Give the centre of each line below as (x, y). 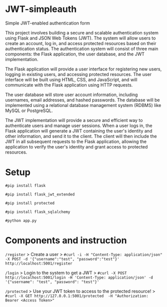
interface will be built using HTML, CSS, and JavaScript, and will (71, 79)
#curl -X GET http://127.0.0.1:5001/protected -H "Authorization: (77, 296)
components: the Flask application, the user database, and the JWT (75, 54)
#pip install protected (30, 203)
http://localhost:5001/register (39, 263)
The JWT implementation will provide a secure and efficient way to (74, 120)
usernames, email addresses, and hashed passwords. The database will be (82, 100)
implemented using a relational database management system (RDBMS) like (83, 105)
